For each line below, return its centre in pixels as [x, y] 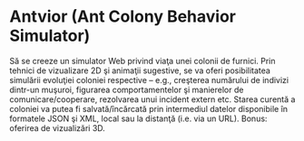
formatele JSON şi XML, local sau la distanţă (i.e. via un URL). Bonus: [138, 118]
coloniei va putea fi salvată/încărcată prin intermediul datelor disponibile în [149, 108]
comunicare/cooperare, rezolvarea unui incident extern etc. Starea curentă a [152, 99]
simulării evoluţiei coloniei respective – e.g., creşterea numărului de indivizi [149, 80]
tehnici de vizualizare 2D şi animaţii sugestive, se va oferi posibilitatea [140, 70]
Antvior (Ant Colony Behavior [123, 17]
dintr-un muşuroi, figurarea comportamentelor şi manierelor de [127, 89]
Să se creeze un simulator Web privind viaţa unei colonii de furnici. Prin [142, 61]
